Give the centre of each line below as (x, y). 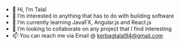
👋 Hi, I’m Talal (29, 9)
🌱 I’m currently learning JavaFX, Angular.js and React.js (82, 22)
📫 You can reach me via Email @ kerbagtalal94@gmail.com (88, 36)
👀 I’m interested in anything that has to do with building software (93, 16)
